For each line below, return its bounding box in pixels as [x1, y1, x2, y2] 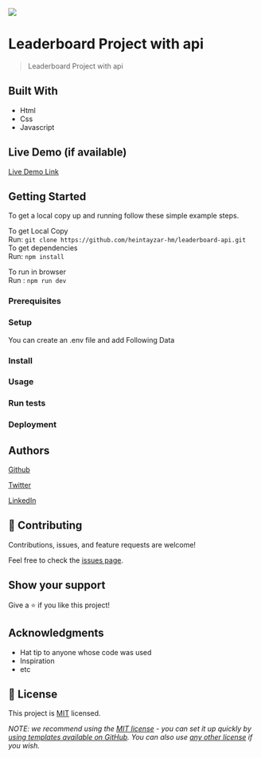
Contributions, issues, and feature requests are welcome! [8, 540, 197, 549]
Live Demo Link [8, 167, 60, 176]
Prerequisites [8, 296, 61, 307]
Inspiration [19, 656, 55, 666]
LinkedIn [8, 496, 37, 505]
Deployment [8, 419, 57, 430]
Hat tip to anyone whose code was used [19, 647, 152, 657]
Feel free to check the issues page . [8, 555, 123, 565]
